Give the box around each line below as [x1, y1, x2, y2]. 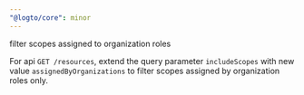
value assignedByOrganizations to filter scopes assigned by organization [9, 65, 280, 76]
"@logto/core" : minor [9, 13, 92, 23]
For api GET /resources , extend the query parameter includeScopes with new [9, 55, 295, 66]
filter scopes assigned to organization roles [9, 38, 172, 49]
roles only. [9, 74, 48, 86]
